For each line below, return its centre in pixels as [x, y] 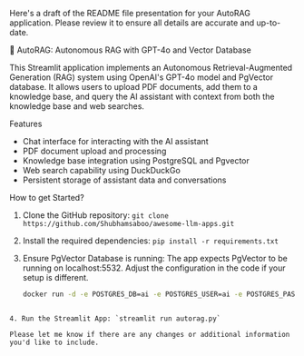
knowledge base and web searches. [77, 106]
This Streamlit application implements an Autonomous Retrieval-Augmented [151, 68]
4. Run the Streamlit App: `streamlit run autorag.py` [115, 318]
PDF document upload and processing [94, 151]
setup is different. [55, 277]
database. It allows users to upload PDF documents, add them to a [134, 87]
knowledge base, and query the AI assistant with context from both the [142, 96]
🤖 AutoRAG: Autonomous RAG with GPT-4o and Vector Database [131, 50]
